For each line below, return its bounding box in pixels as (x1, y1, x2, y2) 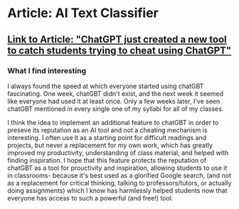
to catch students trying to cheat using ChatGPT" (7, 44, 232, 56)
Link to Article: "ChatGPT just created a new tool (7, 33, 228, 45)
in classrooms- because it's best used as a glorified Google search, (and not (7, 171, 232, 179)
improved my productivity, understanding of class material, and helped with (7, 148, 229, 157)
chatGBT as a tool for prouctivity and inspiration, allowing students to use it (7, 164, 228, 172)
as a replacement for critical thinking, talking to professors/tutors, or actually (7, 178, 232, 187)
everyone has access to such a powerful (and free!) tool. (7, 193, 174, 202)
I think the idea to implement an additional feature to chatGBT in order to (7, 118, 219, 127)
